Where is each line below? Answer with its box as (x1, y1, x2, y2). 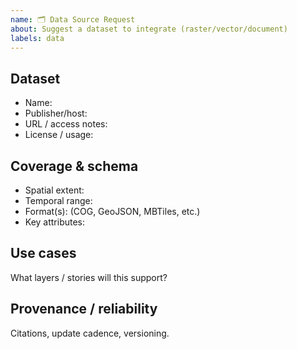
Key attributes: (24, 216, 86, 228)
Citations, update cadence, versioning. (10, 327, 170, 339)
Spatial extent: (24, 184, 85, 196)
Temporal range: (24, 195, 93, 206)
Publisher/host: (24, 107, 88, 120)
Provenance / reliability (10, 301, 158, 318)
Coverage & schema (10, 157, 139, 175)
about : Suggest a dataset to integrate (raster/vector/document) (10, 24, 288, 34)
